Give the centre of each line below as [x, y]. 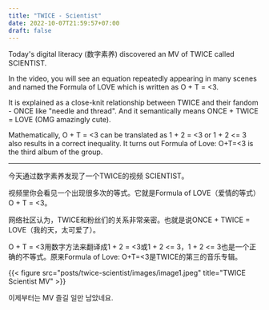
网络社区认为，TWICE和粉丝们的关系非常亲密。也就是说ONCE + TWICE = [129, 220]
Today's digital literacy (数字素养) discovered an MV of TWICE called [121, 54]
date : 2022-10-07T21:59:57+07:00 [64, 23]
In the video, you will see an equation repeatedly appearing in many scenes [133, 79]
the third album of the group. [56, 152]
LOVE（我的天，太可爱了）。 [54, 230]
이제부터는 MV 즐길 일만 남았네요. [61, 298]
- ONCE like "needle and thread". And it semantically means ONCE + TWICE [133, 111]
